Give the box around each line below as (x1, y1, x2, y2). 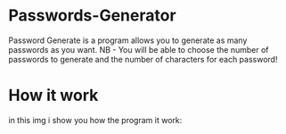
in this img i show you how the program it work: (8, 114, 183, 125)
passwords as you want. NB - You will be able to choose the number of (8, 44, 269, 54)
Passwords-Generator (8, 5, 176, 26)
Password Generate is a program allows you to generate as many (8, 35, 248, 46)
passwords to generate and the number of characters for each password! (8, 54, 278, 64)
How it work (8, 86, 99, 105)
